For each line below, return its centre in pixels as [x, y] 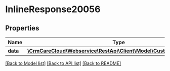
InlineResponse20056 [53, 9]
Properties [22, 28]
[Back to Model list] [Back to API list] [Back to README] [63, 63]
